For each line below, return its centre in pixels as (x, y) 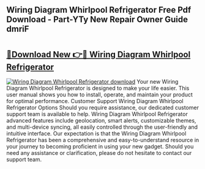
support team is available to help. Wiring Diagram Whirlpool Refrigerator (97, 114)
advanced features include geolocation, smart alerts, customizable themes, (101, 120)
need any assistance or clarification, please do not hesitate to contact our (99, 153)
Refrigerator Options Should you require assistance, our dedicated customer (102, 107)
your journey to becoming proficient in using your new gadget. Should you (100, 146)
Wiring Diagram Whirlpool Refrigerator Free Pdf (99, 10)
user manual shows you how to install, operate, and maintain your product (99, 95)
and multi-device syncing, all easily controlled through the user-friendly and (102, 127)
